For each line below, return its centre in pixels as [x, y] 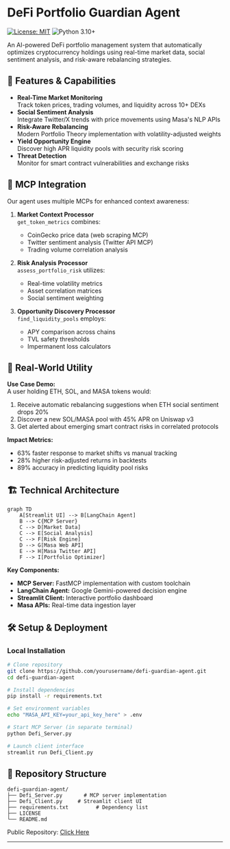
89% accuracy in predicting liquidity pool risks [82, 468]
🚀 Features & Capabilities [62, 81]
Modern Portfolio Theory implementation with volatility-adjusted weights [119, 134]
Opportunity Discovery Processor [66, 311]
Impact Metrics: [30, 440]
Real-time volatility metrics [65, 283]
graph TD [20, 509]
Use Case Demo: [31, 384]
